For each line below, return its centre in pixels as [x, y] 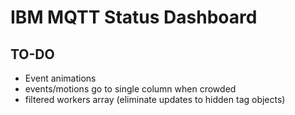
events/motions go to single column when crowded [130, 89]
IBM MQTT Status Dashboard [134, 17]
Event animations [60, 78]
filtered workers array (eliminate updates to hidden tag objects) [155, 99]
